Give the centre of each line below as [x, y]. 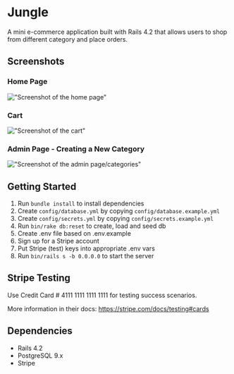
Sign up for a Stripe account [58, 241]
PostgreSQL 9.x [40, 355]
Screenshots [36, 62]
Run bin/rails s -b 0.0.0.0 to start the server [86, 256]
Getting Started [42, 187]
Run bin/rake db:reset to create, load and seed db [92, 226]
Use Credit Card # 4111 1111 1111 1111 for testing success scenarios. [102, 295]
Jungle [28, 12]
